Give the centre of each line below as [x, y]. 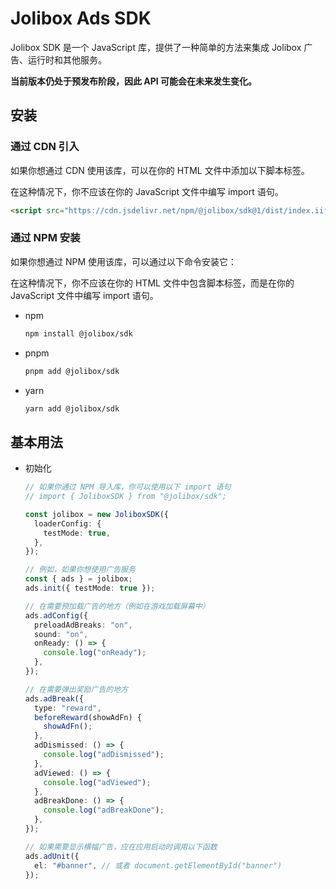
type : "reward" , [68, 708]
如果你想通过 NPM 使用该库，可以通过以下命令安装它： [124, 261]
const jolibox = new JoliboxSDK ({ [96, 514]
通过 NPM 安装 [45, 238]
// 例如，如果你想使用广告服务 [80, 570]
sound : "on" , [61, 634]
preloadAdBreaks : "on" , [83, 625]
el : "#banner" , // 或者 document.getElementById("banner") [158, 865]
